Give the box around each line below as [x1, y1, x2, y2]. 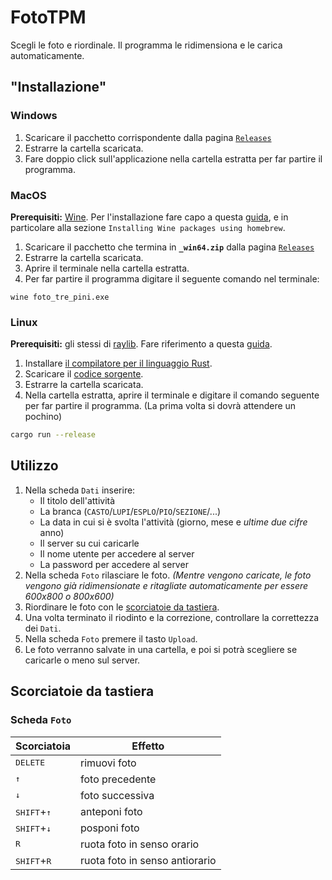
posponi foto [80, 821, 140, 835]
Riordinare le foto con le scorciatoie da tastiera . [24, 601, 220, 613]
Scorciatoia [15, 739, 72, 753]
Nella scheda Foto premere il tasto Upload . [24, 632, 198, 645]
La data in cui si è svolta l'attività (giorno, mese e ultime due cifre [39, 516, 308, 528]
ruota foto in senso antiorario [80, 853, 217, 867]
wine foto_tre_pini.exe [10, 292, 110, 302]
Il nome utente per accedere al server [39, 547, 195, 560]
